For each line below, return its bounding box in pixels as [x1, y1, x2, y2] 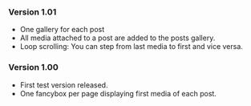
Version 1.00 [8, 62, 59, 73]
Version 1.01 [8, 6, 57, 18]
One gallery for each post [19, 25, 105, 35]
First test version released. [19, 79, 108, 90]
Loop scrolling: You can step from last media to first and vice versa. [19, 42, 243, 51]
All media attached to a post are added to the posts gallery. [19, 33, 216, 43]
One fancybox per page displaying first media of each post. [19, 88, 217, 98]
